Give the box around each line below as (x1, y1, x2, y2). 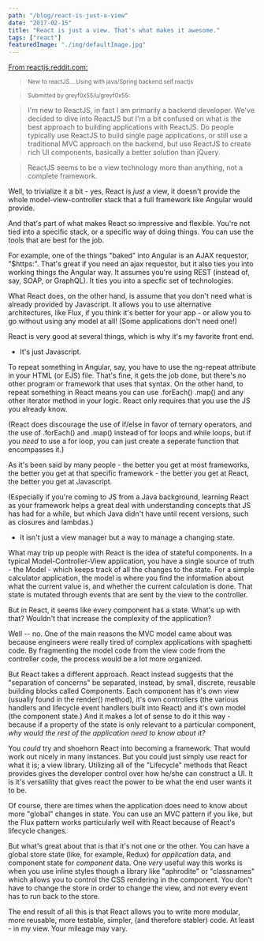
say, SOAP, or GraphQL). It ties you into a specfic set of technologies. (8, 276, 234, 285)
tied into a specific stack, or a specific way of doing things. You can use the (8, 227, 254, 237)
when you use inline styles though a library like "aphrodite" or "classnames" (8, 867, 255, 876)
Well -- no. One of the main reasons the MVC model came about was (8, 629, 232, 638)
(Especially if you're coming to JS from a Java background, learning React (8, 492, 250, 502)
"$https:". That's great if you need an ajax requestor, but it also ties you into (8, 259, 254, 269)
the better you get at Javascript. (8, 477, 113, 487)
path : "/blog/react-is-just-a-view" (8, 11, 128, 20)
